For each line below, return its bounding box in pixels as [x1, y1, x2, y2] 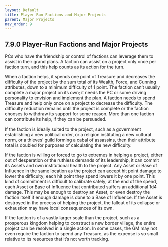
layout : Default [5, 7, 39, 13]
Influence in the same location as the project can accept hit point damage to [5, 168, 162, 174]
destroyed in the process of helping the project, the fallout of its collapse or [5, 200, 160, 206]
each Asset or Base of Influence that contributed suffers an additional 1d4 [5, 184, 157, 190]
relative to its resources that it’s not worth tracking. [5, 236, 110, 242]
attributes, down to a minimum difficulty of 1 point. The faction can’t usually [5, 84, 160, 90]
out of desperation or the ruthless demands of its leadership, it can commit [5, 157, 159, 163]
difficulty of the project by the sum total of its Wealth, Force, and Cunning [5, 79, 156, 85]
